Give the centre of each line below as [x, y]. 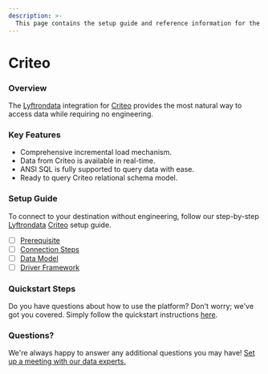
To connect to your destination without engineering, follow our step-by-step [134, 216]
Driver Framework [50, 267]
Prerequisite [40, 240]
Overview [28, 87]
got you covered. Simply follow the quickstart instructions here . [113, 315]
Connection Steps [50, 249]
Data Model [39, 258]
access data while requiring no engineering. [81, 114]
